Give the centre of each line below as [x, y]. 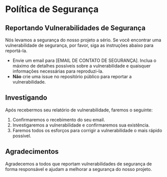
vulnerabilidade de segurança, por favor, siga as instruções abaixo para [79, 45]
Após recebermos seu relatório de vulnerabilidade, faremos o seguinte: [79, 110]
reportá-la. [16, 51]
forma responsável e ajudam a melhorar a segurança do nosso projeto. [79, 169]
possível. [22, 136]
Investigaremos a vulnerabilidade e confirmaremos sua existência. [81, 125]
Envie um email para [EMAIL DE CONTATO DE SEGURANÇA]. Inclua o [85, 61]
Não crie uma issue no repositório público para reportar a [72, 76]
